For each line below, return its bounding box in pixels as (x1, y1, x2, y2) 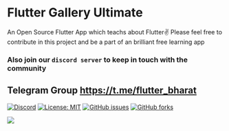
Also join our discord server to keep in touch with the (7, 55, 188, 64)
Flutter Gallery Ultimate (7, 5, 143, 21)
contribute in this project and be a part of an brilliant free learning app (7, 38, 205, 46)
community (7, 63, 47, 73)
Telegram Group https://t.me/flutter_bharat (7, 84, 197, 97)
